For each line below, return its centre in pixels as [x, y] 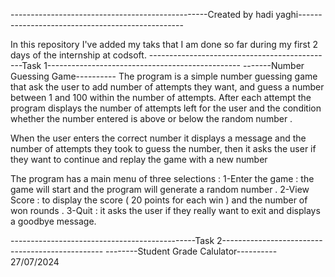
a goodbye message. [53, 221]
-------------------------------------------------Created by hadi [142, 14]
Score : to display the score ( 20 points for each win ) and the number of [159, 200]
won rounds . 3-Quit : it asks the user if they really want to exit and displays [165, 210]
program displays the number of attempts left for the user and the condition [166, 108]
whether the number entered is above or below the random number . [151, 118]
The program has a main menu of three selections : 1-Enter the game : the [162, 178]
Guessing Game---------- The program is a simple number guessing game [164, 76]
